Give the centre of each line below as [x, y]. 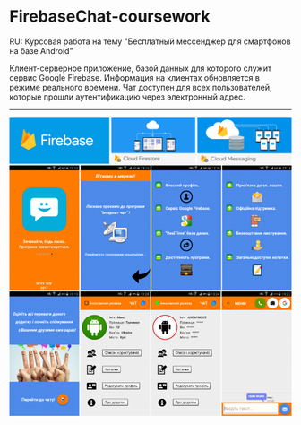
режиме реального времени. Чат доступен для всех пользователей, [141, 87]
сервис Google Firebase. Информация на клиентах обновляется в [134, 77]
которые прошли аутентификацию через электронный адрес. [128, 97]
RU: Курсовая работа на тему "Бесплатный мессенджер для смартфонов [150, 41]
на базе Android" [41, 50]
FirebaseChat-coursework [110, 17]
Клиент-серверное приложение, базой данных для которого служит [140, 68]
